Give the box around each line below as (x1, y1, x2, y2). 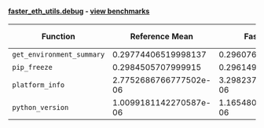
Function (42, 31, 76, 42)
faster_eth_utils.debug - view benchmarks (8, 6, 150, 16)
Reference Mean (130, 31, 194, 42)
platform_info (12, 81, 65, 90)
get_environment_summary (12, 50, 105, 59)
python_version (12, 103, 69, 112)
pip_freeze (12, 63, 53, 72)
